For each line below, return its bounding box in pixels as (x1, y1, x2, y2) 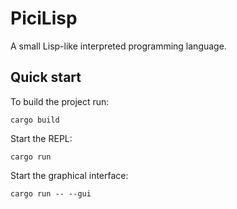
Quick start (10, 69, 82, 86)
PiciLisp (10, 7, 78, 30)
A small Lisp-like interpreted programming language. (10, 40, 227, 52)
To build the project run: (10, 95, 110, 107)
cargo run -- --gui (10, 188, 92, 199)
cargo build (10, 115, 60, 125)
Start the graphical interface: (10, 169, 129, 181)
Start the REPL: (10, 132, 73, 144)
